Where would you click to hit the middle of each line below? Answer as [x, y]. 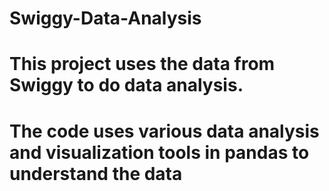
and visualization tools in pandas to [159, 152]
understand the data [96, 173]
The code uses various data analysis [164, 131]
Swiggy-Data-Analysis [105, 18]
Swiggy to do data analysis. [126, 85]
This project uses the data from [142, 64]
